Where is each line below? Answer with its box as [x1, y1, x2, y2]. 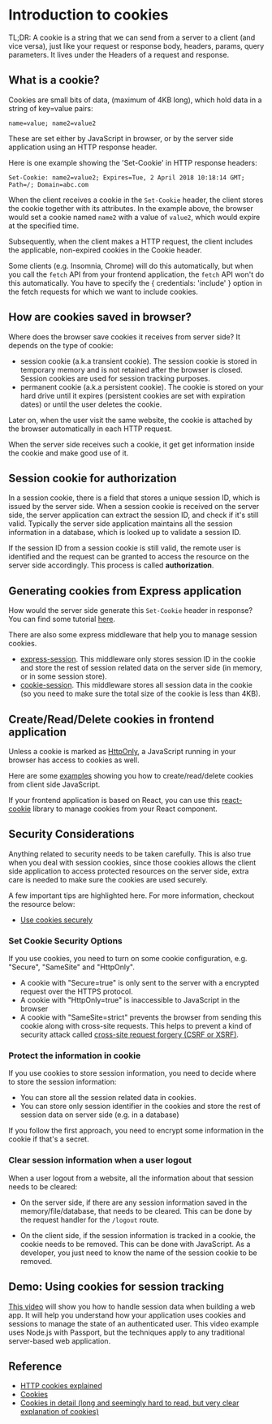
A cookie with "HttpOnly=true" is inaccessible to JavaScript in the [19, 995, 240, 1005]
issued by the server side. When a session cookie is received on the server [8, 502, 260, 511]
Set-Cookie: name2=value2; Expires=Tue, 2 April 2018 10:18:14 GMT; [8, 173, 245, 182]
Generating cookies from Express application [8, 584, 242, 598]
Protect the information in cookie [8, 1050, 141, 1061]
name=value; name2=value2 [8, 119, 96, 127]
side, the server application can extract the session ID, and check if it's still [8, 510, 259, 520]
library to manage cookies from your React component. [32, 804, 218, 813]
